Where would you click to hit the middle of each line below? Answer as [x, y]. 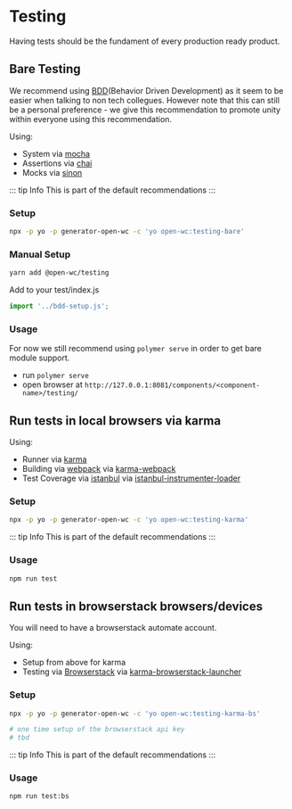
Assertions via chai [57, 163]
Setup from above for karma [74, 663]
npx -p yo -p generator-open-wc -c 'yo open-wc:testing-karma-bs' [135, 714]
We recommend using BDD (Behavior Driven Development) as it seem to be [146, 90]
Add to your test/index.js [54, 290]
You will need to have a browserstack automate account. [113, 628]
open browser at [52, 384]
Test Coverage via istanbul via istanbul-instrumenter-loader [131, 478]
